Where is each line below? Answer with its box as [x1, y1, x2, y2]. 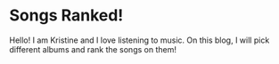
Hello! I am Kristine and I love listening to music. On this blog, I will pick [9, 35, 270, 45]
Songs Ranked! [9, 5, 124, 26]
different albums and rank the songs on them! [9, 44, 176, 54]
